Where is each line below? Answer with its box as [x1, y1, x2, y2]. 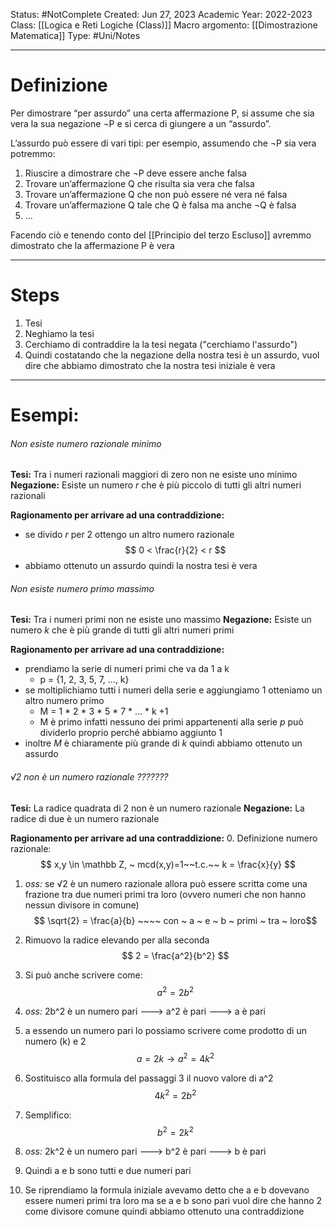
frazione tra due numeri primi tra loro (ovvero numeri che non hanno [24, 888, 307, 900]
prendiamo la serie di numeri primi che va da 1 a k [24, 663, 230, 675]
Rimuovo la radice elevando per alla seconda [24, 934, 210, 946]
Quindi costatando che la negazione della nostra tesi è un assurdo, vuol [24, 349, 320, 361]
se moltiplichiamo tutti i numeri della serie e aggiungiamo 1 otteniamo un [24, 684, 323, 696]
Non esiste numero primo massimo [10, 582, 155, 594]
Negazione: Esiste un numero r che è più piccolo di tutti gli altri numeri [10, 479, 302, 491]
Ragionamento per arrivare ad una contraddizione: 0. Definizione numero [10, 832, 318, 844]
